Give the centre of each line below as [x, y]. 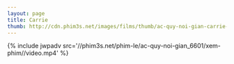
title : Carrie [28, 20]
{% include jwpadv [34, 46]
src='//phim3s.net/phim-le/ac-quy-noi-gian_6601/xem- [142, 46]
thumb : [17, 26]
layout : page [26, 13]
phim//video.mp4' [33, 53]
